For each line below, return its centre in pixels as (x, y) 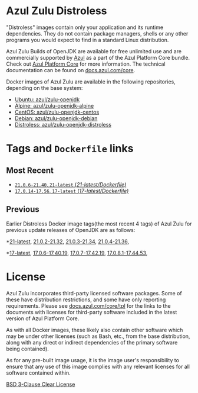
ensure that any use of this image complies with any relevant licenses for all (98, 366)
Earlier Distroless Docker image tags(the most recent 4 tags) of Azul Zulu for (99, 224)
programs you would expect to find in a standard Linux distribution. (88, 40)
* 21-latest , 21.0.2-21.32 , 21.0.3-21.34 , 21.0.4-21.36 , (68, 241)
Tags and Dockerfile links (70, 149)
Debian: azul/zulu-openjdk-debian (56, 118)
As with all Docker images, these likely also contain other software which (95, 330)
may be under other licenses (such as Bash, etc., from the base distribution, (98, 336)
